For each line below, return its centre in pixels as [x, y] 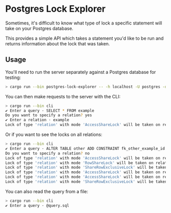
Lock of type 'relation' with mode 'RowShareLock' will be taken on [79, 163]
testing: [13, 77]
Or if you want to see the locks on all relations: [54, 135]
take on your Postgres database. [39, 28]
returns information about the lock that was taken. [58, 43]
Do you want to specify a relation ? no [48, 153]
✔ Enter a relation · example [37, 120]
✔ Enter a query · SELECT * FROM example [50, 111]
